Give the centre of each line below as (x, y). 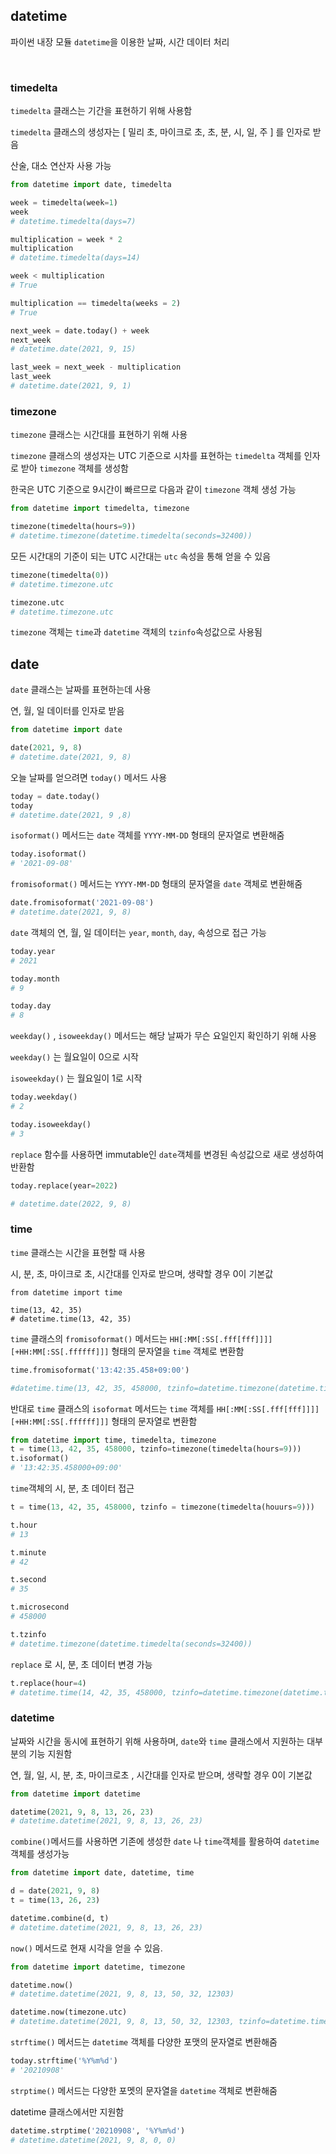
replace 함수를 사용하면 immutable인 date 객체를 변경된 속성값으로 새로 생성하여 (167, 1154)
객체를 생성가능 (40, 1854)
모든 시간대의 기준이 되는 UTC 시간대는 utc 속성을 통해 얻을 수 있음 (141, 556)
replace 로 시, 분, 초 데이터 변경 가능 (81, 1664)
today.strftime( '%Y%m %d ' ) (64, 2061)
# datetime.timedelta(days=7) (73, 221)
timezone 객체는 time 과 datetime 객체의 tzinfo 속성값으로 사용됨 (136, 632)
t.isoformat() (40, 1459)
